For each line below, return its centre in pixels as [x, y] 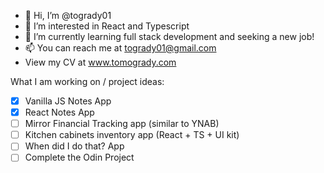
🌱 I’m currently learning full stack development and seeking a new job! [169, 36]
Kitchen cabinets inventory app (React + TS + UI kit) [132, 135]
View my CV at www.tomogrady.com [100, 62]
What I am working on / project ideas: [87, 81]
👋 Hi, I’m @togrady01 [68, 15]
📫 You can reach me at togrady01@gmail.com [120, 48]
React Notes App [59, 112]
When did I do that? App [74, 146]
